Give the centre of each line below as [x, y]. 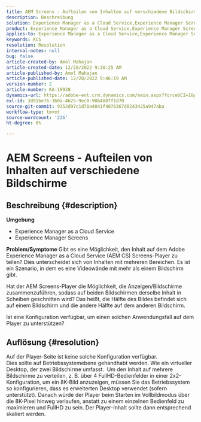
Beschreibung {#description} [62, 205]
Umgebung [20, 220]
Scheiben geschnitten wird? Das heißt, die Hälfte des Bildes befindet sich [96, 299]
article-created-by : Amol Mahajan [49, 62]
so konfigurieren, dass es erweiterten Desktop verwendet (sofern [87, 388]
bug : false [20, 56]
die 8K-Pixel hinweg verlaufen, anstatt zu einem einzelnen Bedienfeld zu [95, 401]
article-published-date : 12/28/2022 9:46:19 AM [67, 78]
